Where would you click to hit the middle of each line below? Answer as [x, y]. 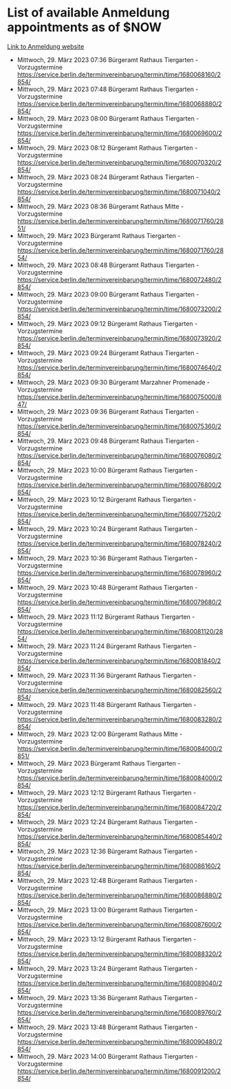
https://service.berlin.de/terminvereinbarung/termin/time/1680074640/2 [119, 368]
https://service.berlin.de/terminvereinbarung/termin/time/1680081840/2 [119, 661]
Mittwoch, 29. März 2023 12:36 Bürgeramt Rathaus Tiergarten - [107, 851]
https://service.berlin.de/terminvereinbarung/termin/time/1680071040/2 [119, 192]
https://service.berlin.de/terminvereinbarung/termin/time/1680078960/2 [119, 572]
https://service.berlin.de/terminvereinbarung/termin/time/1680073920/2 [119, 338]
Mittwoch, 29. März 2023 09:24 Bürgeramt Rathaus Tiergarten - [108, 352]
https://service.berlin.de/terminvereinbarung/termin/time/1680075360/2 [119, 426]
